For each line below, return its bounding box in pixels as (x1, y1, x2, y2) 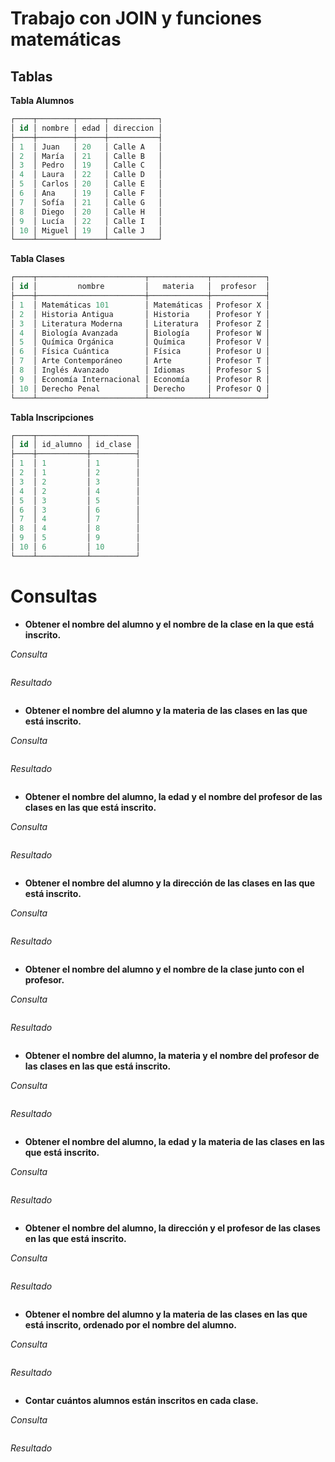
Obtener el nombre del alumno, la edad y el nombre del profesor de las (24, 790, 323, 802)
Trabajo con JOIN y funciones (10, 7, 262, 30)
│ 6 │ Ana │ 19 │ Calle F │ (10, 188, 163, 198)
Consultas (10, 585, 98, 607)
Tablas (10, 68, 53, 85)
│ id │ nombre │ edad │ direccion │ (10, 123, 163, 133)
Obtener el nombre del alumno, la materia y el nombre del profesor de (24, 1049, 320, 1061)
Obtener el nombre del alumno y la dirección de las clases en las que (24, 877, 316, 889)
